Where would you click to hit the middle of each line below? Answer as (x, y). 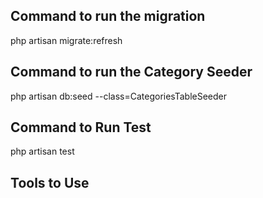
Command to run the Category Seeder (131, 72)
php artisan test (42, 151)
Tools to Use (50, 182)
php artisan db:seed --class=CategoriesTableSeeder (119, 96)
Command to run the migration (108, 16)
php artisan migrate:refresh (66, 40)
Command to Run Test (81, 127)
